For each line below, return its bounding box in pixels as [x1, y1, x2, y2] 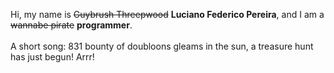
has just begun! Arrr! [10, 51, 95, 63]
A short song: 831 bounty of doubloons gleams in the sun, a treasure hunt [10, 40, 314, 52]
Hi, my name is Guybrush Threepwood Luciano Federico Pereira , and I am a [10, 9, 325, 20]
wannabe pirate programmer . [10, 19, 133, 31]
